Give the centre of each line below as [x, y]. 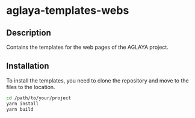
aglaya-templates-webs [68, 11]
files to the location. [31, 87]
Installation [28, 66]
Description [29, 33]
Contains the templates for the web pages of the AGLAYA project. [87, 47]
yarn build [20, 109]
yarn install [23, 104]
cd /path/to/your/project [39, 98]
